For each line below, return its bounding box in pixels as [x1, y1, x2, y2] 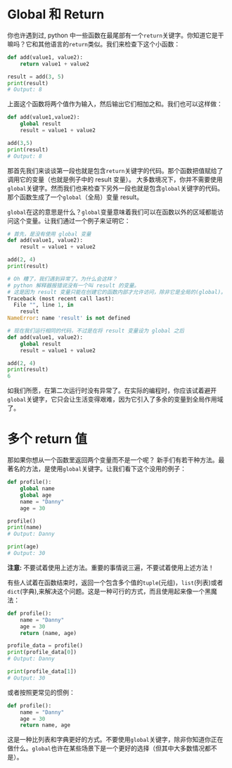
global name [20, 485, 55, 492]
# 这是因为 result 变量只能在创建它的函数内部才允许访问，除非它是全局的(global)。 [7, 288, 226, 295]
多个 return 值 [7, 431, 88, 447]
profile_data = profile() [7, 642, 83, 649]
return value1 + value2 [20, 60, 90, 68]
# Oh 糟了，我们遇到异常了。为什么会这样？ [7, 275, 117, 282]
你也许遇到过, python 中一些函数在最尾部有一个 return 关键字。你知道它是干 [7, 31, 224, 39]
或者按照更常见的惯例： [7, 688, 75, 696]
